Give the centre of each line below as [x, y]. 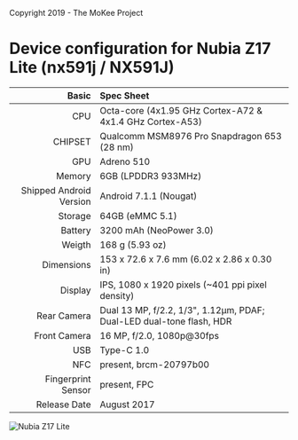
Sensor [76, 389]
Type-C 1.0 [125, 350]
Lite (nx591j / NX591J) [92, 68]
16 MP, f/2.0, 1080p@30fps [160, 335]
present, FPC [127, 384]
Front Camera [63, 335]
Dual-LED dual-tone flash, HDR [166, 321]
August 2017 [127, 405]
